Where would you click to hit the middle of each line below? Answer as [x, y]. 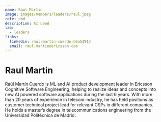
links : [12, 37]
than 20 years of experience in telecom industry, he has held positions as [79, 99]
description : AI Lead [27, 23]
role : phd [15, 19]
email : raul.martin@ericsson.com [44, 46]
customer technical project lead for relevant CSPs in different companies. [79, 105]
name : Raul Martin [24, 10]
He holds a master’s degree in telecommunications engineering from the [78, 110]
